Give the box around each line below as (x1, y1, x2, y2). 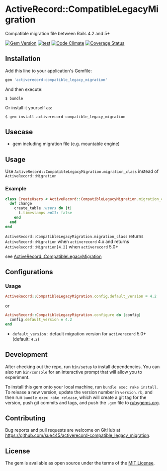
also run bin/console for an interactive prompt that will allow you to (5, 369, 143, 375)
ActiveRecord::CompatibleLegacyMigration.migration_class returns (5, 233, 144, 239)
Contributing (5, 414, 46, 423)
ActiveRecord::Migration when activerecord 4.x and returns (5, 238, 129, 244)
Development (5, 350, 48, 359)
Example (5, 185, 27, 192)
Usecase (5, 128, 33, 136)
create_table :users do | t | (14, 206, 72, 211)
